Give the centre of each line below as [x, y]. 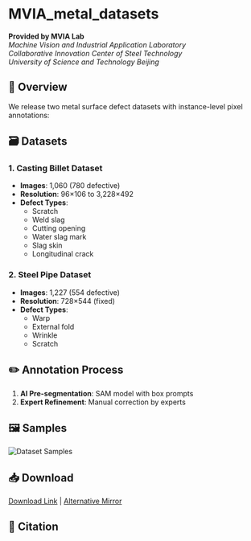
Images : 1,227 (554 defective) [70, 292]
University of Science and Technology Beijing [84, 62]
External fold [53, 326]
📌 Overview [38, 87]
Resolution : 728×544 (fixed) [67, 301]
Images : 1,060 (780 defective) [70, 186]
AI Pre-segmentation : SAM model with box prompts [107, 393]
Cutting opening [59, 228]
